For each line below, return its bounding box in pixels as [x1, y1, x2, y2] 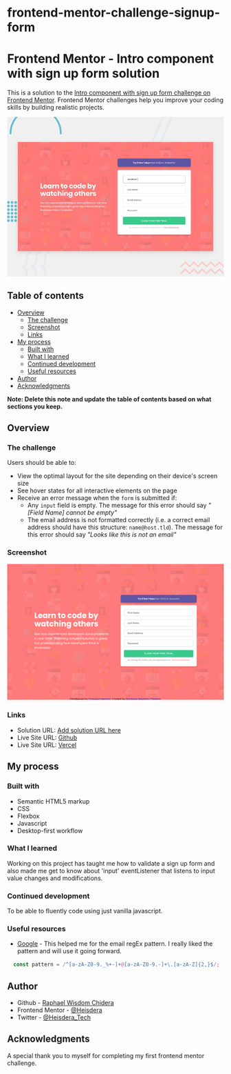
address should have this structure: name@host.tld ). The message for [27, 523, 223, 532]
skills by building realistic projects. [7, 103, 104, 112]
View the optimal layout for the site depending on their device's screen [16, 472, 218, 480]
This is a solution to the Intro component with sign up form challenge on [7, 88, 211, 97]
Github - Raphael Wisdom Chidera [16, 999, 115, 1007]
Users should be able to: [7, 459, 77, 467]
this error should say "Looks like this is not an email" [27, 530, 177, 539]
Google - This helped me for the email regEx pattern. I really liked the [16, 939, 213, 948]
